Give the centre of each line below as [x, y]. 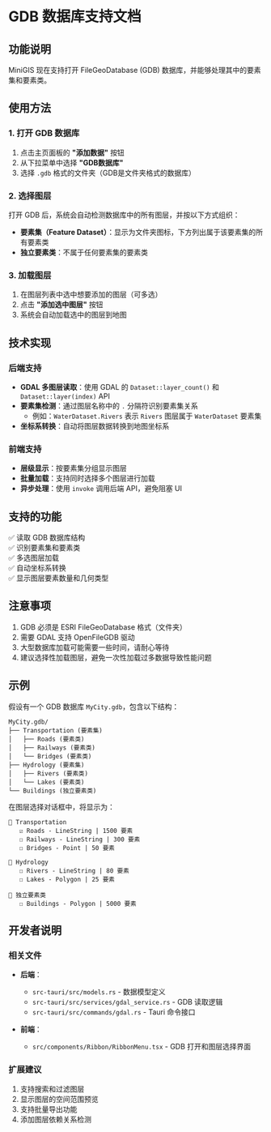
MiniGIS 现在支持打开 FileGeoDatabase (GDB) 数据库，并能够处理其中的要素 [135, 70]
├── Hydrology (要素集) [47, 765]
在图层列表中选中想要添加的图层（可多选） [91, 295]
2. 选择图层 [30, 195]
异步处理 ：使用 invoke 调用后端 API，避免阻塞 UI [101, 489]
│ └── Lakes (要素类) [47, 782]
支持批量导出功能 [49, 1109]
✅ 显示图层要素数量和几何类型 [59, 578]
